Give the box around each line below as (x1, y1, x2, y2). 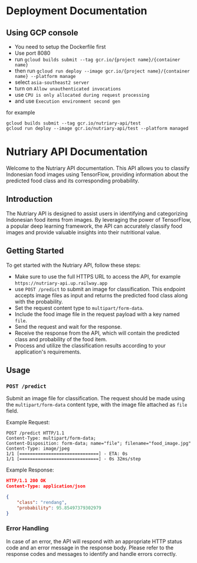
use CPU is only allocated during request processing (14, 91, 150, 98)
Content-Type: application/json (6, 483, 86, 489)
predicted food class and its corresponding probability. (6, 177, 140, 184)
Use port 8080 (14, 50, 51, 57)
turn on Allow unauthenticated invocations (14, 85, 122, 92)
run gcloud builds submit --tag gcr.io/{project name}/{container (14, 56, 180, 63)
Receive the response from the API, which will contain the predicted (14, 329, 180, 336)
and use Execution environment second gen (14, 97, 121, 104)
